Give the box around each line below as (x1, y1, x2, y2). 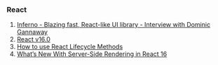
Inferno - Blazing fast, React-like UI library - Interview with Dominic (16, 21, 211, 29)
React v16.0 (16, 35, 50, 44)
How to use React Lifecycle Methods (16, 43, 123, 51)
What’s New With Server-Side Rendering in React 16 (16, 50, 168, 58)
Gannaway (16, 28, 48, 36)
